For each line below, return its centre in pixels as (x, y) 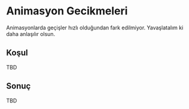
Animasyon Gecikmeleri (67, 11)
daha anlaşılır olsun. (31, 34)
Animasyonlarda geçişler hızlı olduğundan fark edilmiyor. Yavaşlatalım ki (95, 28)
